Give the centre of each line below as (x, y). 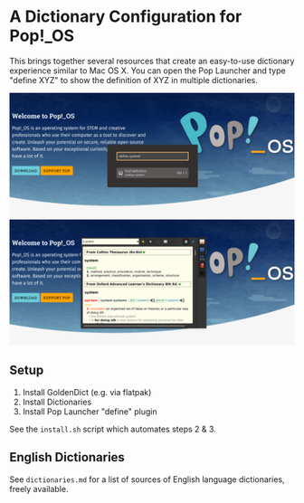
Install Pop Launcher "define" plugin (90, 411)
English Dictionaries (67, 457)
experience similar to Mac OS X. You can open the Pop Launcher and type (148, 71)
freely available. (39, 489)
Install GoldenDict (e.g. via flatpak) (87, 392)
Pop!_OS (42, 36)
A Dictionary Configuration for (126, 17)
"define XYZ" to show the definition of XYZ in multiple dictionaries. (133, 80)
